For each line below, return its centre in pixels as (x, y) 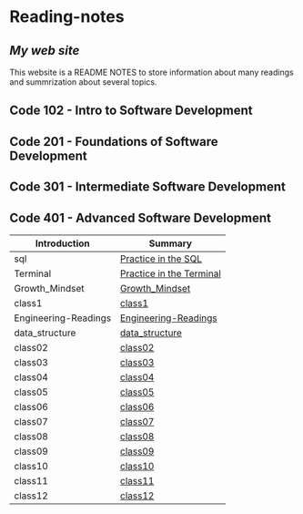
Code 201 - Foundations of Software (114, 142)
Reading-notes (67, 17)
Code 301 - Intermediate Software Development (148, 187)
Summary (171, 243)
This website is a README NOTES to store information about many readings (151, 72)
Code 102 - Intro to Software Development (131, 111)
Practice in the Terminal (170, 273)
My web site (45, 51)
